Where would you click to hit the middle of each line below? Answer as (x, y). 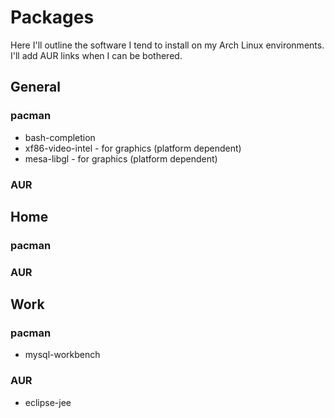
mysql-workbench (62, 355)
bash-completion (60, 137)
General (36, 87)
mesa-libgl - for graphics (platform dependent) (121, 158)
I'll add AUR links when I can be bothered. (96, 55)
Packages (52, 17)
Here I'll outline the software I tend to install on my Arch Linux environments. (167, 45)
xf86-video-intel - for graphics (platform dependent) (133, 148)
